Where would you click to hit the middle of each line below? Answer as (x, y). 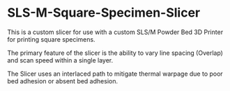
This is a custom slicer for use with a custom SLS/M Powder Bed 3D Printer (115, 32)
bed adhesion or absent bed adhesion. (63, 81)
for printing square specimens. (51, 39)
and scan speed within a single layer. (60, 60)
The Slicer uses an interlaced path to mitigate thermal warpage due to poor (115, 74)
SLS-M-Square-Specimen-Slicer (104, 13)
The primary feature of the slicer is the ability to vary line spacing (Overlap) (115, 53)
